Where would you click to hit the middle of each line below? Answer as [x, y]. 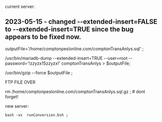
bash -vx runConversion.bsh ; [37, 115]
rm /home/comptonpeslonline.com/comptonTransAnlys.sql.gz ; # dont [75, 91]
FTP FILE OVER [20, 82]
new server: [17, 106]
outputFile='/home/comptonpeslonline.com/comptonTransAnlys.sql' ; [74, 49]
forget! [12, 97]
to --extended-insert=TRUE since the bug [69, 29]
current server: [20, 7]
